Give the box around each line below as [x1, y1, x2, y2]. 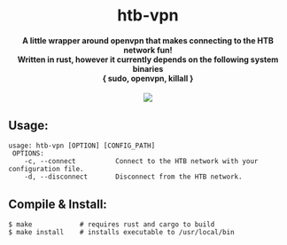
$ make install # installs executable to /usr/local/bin [8, 228, 236, 237]
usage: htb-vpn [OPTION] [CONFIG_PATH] [8, 141, 156, 151]
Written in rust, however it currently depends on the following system [17, 54, 279, 65]
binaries [132, 63, 164, 74]
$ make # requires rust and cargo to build [8, 220, 215, 229]
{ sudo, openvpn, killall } [102, 73, 194, 83]
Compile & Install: [8, 196, 107, 211]
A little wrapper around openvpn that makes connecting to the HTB [22, 35, 274, 45]
